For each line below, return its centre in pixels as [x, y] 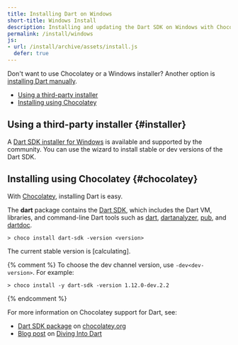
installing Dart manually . [42, 81]
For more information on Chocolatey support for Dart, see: [92, 312]
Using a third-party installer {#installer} [97, 125]
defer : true [32, 54]
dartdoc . [20, 225]
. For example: [53, 272]
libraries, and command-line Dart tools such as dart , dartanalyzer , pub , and [117, 217]
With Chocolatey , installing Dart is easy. [65, 196]
